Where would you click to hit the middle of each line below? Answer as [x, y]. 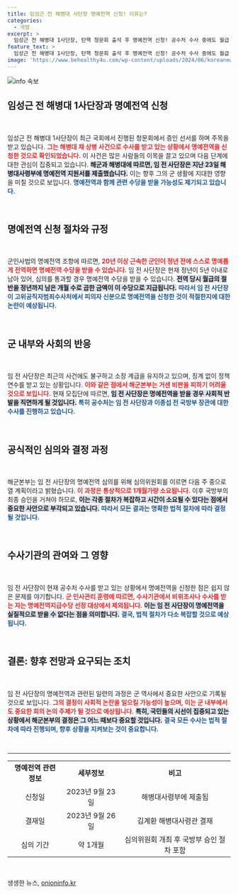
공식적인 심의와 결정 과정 [58, 450]
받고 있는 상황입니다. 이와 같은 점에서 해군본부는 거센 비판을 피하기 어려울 [126, 385]
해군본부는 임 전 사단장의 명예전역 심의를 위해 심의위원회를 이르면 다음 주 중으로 [117, 482]
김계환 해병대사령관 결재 [175, 821]
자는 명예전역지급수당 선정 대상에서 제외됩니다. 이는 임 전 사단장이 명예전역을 [119, 605]
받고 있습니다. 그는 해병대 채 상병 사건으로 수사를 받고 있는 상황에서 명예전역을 [114, 147]
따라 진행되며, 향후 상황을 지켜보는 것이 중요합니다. [90, 729]
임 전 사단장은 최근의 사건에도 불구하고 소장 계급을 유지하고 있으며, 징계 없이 [112, 376]
